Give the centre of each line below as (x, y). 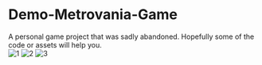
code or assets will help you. (55, 44)
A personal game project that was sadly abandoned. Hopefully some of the (131, 36)
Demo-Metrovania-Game (93, 15)
